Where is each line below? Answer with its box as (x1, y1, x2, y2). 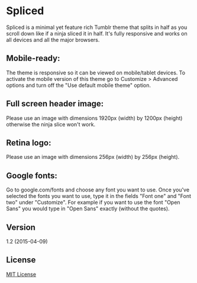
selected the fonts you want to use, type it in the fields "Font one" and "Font (6, 193, 191, 200)
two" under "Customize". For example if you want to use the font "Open (6, 199, 180, 206)
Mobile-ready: (6, 53, 60, 63)
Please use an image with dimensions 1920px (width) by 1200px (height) (6, 114, 183, 122)
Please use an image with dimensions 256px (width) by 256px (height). (6, 154, 180, 161)
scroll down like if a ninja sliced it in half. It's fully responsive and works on (6, 30, 188, 37)
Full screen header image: (6, 99, 104, 109)
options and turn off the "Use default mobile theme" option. (6, 82, 151, 89)
